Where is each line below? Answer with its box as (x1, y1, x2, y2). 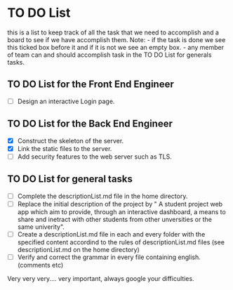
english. (178, 253, 201, 261)
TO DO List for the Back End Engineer (7, 118, 173, 130)
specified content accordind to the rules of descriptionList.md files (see (17, 237, 225, 246)
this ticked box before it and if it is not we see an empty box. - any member (7, 43, 225, 51)
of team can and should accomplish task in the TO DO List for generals (7, 51, 212, 59)
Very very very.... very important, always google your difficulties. (7, 274, 194, 282)
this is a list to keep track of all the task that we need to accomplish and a (7, 28, 220, 37)
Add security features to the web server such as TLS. (17, 152, 172, 161)
